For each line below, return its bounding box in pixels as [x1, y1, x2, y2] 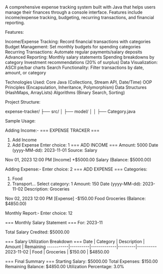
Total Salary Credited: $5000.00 [5, 229, 70, 235]
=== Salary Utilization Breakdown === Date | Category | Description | [5, 239, 145, 244]
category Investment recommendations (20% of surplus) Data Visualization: [5, 60, 158, 65]
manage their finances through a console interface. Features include [5, 9, 143, 15]
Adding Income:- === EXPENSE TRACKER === [5, 127, 100, 133]
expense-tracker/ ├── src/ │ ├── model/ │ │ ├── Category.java [5, 108, 136, 114]
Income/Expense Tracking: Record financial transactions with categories [5, 39, 151, 44]
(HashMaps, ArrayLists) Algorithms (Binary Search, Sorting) [5, 90, 125, 95]
